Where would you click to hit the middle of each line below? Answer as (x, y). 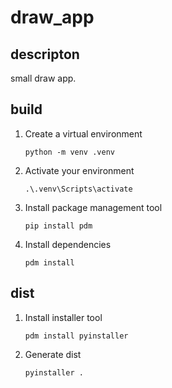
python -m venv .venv (69, 152)
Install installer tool (63, 317)
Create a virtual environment (83, 133)
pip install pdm (58, 226)
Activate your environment (79, 170)
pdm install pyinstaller (76, 336)
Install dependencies (68, 244)
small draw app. (43, 78)
